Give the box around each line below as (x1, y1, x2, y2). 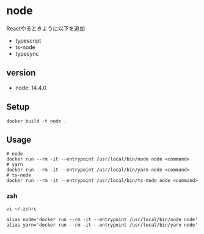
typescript (15, 37, 42, 44)
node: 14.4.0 (15, 84, 47, 91)
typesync (15, 50, 39, 57)
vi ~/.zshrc (6, 206, 37, 212)
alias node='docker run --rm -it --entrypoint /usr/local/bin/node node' (6, 216, 199, 222)
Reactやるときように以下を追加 (6, 25, 86, 32)
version (6, 68, 36, 78)
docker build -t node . (6, 118, 67, 124)
